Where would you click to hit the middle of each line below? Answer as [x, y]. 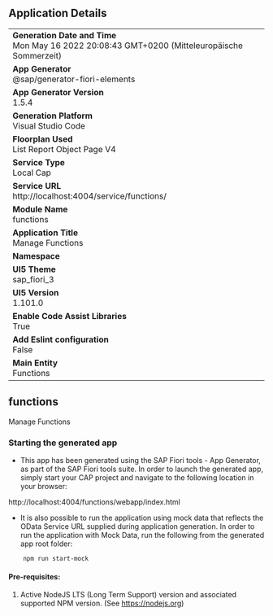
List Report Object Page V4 [64, 149]
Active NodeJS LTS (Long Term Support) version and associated [128, 595]
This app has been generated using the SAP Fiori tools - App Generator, [141, 460]
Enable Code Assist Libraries [70, 316]
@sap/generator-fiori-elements [74, 79]
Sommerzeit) [37, 55]
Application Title [45, 233]
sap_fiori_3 [33, 279]
